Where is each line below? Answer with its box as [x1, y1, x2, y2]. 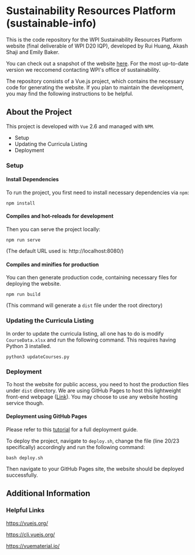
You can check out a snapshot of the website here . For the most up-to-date [6, 60, 189, 67]
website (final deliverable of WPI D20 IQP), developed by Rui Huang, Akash [6, 42, 188, 49]
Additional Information [6, 489, 90, 499]
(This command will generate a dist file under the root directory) [6, 302, 163, 309]
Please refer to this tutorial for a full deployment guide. [6, 426, 138, 433]
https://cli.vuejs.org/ [6, 531, 55, 538]
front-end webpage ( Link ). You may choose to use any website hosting [6, 393, 178, 400]
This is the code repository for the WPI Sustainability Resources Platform [6, 36, 182, 43]
